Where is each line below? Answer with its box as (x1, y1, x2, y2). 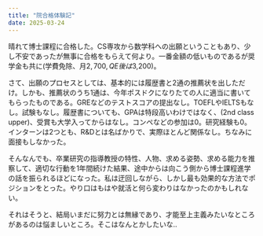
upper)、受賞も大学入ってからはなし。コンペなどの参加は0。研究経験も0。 (8, 117, 251, 127)
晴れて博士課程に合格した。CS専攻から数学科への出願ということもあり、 (8, 41, 245, 51)
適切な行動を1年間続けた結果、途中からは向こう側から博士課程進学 (35, 163, 251, 173)
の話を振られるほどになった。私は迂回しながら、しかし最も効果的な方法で (8, 173, 249, 183)
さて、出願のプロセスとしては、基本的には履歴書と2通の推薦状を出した (8, 78, 239, 87)
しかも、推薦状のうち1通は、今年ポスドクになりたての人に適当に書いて (21, 87, 251, 97)
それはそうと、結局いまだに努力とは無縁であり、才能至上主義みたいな (8, 209, 235, 219)
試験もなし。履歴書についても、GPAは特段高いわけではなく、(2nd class (21, 107, 254, 116)
